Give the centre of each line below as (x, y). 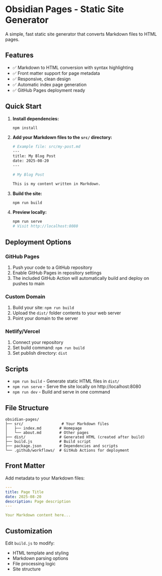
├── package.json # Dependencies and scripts (62, 446)
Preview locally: (29, 212)
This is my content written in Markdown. (56, 184)
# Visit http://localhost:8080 (45, 226)
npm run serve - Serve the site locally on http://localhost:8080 (77, 387)
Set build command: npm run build (49, 348)
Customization (29, 531)
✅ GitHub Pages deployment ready (49, 90)
